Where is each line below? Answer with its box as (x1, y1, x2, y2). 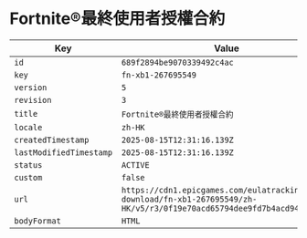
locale (14, 122, 43, 132)
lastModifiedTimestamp (14, 147, 112, 158)
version (14, 82, 48, 92)
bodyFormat (14, 215, 61, 226)
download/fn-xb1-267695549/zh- (121, 193, 258, 204)
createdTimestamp (14, 134, 90, 145)
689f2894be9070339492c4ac (121, 57, 235, 67)
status (14, 160, 43, 170)
